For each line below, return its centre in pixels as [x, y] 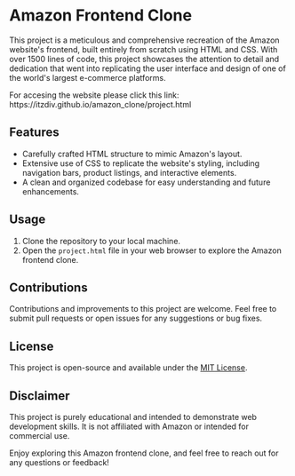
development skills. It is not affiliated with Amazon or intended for [129, 426]
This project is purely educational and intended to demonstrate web [133, 417]
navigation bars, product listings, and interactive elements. [129, 172]
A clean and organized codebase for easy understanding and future [146, 182]
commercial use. [40, 436]
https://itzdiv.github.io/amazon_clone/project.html [100, 104]
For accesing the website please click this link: [94, 95]
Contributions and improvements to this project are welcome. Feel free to [143, 309]
